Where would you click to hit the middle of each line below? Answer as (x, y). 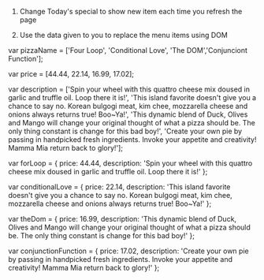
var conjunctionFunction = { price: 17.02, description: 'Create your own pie (129, 251)
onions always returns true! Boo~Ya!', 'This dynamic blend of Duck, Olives (128, 114)
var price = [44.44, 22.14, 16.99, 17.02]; (71, 74)
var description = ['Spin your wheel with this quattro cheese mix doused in (129, 89)
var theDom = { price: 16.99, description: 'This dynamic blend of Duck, (123, 219)
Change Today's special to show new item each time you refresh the (131, 11)
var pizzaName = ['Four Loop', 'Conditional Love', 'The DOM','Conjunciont (128, 50)
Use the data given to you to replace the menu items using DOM (124, 35)
